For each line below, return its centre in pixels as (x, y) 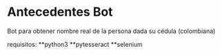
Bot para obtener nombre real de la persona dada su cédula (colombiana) (111, 31)
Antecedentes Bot (60, 12)
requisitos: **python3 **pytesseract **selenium (75, 44)
